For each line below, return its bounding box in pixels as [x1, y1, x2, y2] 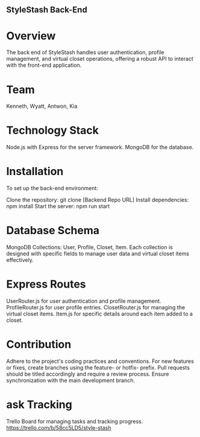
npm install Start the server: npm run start [6, 203, 110, 210]
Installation [6, 165, 64, 178]
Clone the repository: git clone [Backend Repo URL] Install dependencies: [6, 196, 189, 203]
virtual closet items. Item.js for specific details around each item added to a [6, 310, 193, 318]
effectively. [6, 256, 34, 264]
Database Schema [6, 224, 100, 237]
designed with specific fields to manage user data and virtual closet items [6, 250, 190, 258]
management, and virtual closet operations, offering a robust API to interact [6, 55, 194, 63]
